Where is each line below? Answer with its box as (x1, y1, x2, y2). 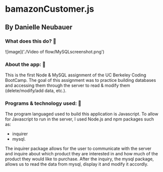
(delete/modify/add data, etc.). (5, 88, 67, 94)
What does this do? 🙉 (5, 38, 57, 45)
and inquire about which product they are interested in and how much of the (5, 151, 158, 157)
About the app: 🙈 (5, 61, 46, 68)
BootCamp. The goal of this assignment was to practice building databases (5, 77, 156, 83)
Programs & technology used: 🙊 (5, 100, 81, 107)
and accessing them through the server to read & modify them (5, 82, 130, 89)
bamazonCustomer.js (5, 3, 94, 15)
